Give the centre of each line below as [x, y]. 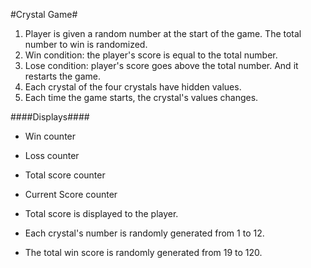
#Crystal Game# [44, 14]
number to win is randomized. [86, 44]
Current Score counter [71, 194]
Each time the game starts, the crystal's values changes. [141, 97]
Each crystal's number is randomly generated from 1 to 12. [144, 233]
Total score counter [65, 175]
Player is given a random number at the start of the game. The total [163, 33]
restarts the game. [63, 76]
